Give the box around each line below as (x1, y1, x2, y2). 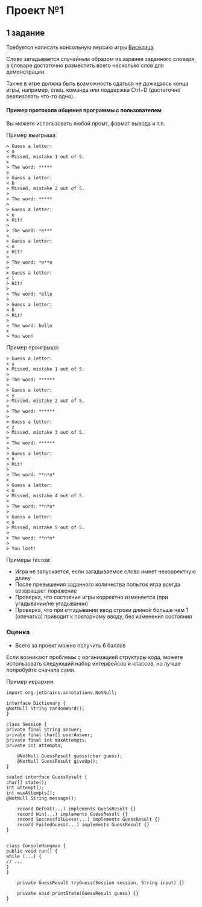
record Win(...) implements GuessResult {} (17, 811, 128, 817)
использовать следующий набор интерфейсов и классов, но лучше (6, 660, 181, 667)
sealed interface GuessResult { (6, 774, 87, 780)
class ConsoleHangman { (6, 842, 66, 848)
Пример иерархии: (6, 678, 55, 685)
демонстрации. (6, 68, 46, 75)
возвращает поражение (14, 587, 77, 594)
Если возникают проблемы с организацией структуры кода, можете (6, 653, 183, 661)
